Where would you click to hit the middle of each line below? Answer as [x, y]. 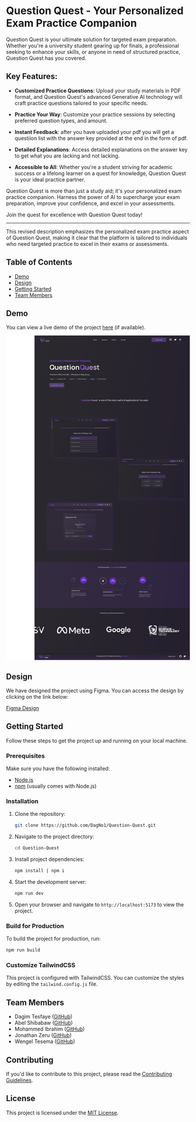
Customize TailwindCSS [41, 965]
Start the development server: [50, 881]
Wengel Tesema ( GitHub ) [45, 1042]
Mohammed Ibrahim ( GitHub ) [50, 1029]
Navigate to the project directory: [54, 837]
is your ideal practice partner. [50, 179]
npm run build [23, 950]
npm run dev [29, 893]
